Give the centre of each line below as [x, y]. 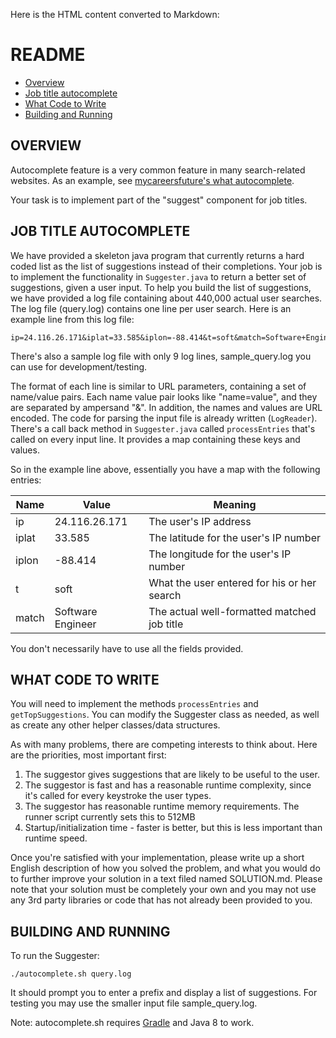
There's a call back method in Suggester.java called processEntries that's [163, 428]
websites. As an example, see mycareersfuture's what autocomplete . [152, 180]
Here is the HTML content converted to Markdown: [115, 14]
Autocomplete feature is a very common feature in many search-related [158, 170]
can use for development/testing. [79, 366]
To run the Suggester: [55, 956]
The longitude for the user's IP [220, 554]
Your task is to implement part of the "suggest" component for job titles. [159, 200]
